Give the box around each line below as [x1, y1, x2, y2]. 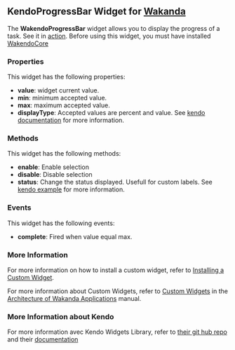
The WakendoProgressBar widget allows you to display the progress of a [7, 24, 220, 32]
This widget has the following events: [7, 219, 115, 227]
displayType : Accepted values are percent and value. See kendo [17, 109, 206, 117]
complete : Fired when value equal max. [17, 232, 133, 241]
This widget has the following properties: [7, 73, 126, 81]
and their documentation [7, 335, 79, 344]
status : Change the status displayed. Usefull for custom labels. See [17, 178, 213, 187]
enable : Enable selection [17, 163, 90, 171]
